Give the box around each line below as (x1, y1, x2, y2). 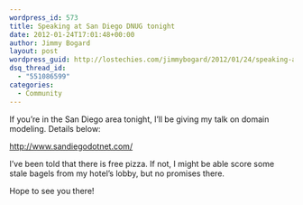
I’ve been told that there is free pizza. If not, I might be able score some (9, 158, 275, 169)
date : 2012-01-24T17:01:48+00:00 (9, 30, 135, 39)
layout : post (9, 47, 59, 56)
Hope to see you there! (9, 185, 95, 196)
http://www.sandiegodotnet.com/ (9, 141, 133, 152)
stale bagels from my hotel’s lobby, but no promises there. (9, 168, 225, 179)
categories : (9, 80, 54, 89)
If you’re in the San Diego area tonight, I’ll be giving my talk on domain (9, 114, 270, 125)
